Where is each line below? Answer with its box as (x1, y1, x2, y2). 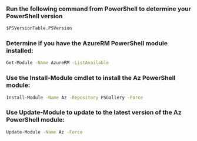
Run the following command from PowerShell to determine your (6, 5, 191, 13)
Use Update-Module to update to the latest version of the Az (6, 108, 182, 116)
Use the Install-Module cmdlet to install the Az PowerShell (6, 74, 176, 82)
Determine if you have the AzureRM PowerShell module (6, 39, 168, 48)
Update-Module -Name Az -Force (6, 129, 83, 135)
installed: (6, 46, 34, 55)
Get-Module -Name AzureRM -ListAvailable (6, 60, 109, 66)
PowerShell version (6, 12, 63, 20)
